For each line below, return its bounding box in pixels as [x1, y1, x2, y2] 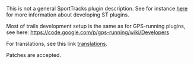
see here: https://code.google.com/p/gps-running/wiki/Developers [6, 29, 170, 36]
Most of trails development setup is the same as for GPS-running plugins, [6, 23, 186, 29]
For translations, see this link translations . [6, 41, 108, 47]
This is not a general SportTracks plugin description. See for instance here [6, 5, 188, 12]
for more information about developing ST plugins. [6, 11, 129, 18]
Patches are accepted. [6, 52, 61, 58]
